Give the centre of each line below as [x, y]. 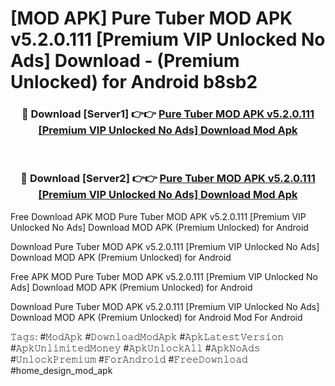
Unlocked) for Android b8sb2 [134, 82]
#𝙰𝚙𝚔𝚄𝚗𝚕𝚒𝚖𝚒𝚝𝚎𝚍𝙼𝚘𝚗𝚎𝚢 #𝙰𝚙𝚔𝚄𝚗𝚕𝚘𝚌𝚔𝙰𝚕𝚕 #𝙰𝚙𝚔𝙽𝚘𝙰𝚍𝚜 [135, 348]
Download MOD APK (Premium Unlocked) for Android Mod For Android [156, 317]
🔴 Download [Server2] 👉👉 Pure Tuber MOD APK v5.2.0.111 [168, 179]
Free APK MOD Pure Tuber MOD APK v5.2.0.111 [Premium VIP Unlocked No [164, 276]
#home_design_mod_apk [61, 370]
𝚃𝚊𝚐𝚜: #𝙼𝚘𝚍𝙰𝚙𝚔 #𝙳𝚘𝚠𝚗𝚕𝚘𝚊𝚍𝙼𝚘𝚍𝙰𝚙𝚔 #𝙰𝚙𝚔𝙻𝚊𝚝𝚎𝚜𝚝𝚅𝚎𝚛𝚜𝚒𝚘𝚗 [147, 336]
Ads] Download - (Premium [125, 61]
